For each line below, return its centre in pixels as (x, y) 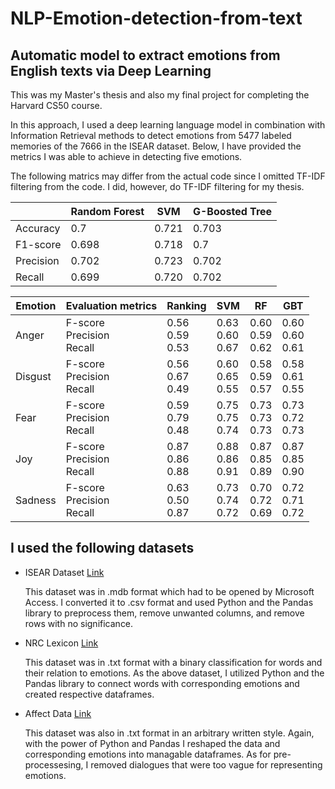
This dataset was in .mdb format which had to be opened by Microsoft (169, 591)
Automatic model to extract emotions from (145, 55)
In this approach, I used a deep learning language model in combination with (168, 125)
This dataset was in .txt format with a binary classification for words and (173, 662)
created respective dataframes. (89, 694)
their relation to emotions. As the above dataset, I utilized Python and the (174, 673)
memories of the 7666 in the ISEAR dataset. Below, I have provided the (156, 146)
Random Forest (107, 211)
